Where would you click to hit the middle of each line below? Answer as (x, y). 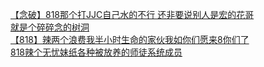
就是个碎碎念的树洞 (50, 27)
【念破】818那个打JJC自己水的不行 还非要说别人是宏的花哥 (132, 14)
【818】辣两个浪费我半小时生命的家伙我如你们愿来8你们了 (130, 39)
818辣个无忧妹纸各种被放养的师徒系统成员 (96, 52)
